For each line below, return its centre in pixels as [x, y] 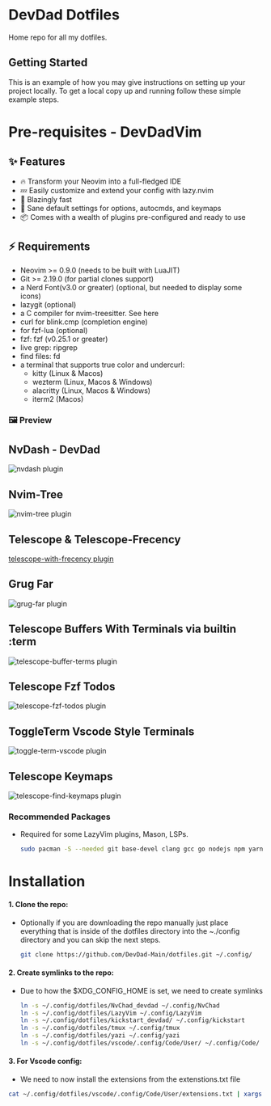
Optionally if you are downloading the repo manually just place [124, 922]
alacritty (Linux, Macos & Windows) [91, 390]
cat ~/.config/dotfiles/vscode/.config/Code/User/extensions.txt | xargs [135, 1094]
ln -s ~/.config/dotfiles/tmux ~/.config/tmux [100, 1028]
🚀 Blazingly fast [46, 199]
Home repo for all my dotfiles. [58, 37]
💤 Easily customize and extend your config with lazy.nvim [117, 190]
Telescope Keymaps [61, 777]
